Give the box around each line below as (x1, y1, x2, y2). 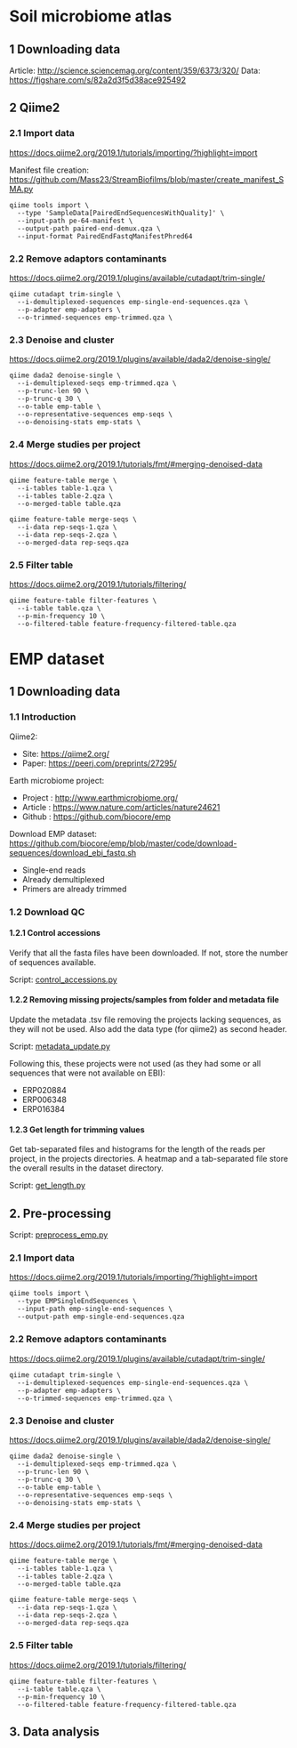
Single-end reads (21, 865, 86, 875)
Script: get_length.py (9, 1180, 86, 1191)
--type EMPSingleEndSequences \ (17, 1297, 138, 1306)
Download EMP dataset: (9, 828, 98, 839)
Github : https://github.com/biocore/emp (21, 811, 172, 822)
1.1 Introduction (9, 711, 76, 723)
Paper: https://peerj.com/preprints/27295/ (21, 758, 177, 769)
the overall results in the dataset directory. (9, 1163, 165, 1173)
